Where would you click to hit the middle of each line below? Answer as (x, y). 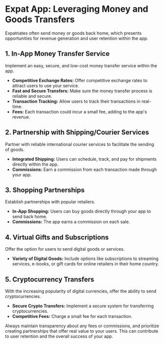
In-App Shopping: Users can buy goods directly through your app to (82, 211)
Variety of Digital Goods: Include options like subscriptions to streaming (85, 258)
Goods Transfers (40, 19)
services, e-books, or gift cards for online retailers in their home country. (85, 264)
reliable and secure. (32, 96)
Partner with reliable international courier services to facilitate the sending (80, 144)
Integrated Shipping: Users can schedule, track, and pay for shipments (84, 159)
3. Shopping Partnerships (45, 190)
